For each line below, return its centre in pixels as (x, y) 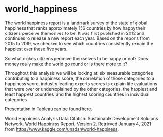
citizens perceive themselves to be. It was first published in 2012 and (75, 33)
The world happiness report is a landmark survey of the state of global (76, 23)
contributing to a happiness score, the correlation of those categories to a (80, 78)
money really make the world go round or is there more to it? (66, 64)
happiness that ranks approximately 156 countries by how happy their (75, 28)
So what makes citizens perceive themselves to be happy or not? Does (77, 58)
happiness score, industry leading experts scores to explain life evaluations (81, 84)
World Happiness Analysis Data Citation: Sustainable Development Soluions (81, 118)
